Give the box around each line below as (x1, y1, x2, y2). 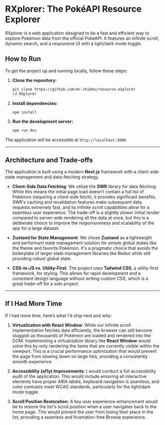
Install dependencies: (12, 100, 58, 106)
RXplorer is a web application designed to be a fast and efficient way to (5, 30, 150, 36)
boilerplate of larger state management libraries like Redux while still (12, 250, 151, 256)
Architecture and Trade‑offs (5, 156, 93, 164)
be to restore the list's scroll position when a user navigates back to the (12, 403, 157, 409)
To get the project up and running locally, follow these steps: (5, 68, 128, 74)
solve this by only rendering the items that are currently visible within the (12, 343, 160, 349)
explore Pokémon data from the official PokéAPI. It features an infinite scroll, (5, 35, 160, 41)
